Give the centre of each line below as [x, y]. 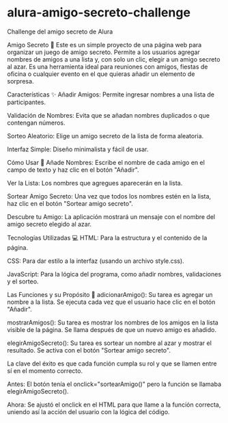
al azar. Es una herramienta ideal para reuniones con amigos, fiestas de [108, 66]
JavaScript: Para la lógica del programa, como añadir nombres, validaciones [114, 274]
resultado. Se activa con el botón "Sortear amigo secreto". [89, 350]
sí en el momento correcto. [45, 370]
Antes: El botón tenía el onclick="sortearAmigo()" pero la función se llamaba [114, 384]
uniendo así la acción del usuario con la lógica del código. [88, 411]
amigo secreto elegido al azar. [49, 224]
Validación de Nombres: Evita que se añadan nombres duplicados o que [109, 115]
